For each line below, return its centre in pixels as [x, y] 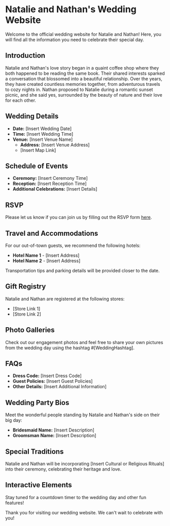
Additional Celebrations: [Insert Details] [55, 189]
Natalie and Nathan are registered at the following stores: [65, 299]
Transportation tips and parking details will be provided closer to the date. [82, 271]
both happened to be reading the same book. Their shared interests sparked [85, 73]
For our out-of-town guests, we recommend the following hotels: [73, 245]
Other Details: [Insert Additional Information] [59, 387]
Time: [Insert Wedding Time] [43, 134]
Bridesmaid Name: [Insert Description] [54, 430]
